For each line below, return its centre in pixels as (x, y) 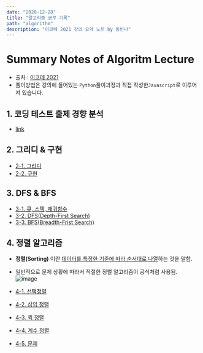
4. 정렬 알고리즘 (34, 243)
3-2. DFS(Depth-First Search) (52, 215)
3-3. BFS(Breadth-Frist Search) (55, 222)
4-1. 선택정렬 (31, 292)
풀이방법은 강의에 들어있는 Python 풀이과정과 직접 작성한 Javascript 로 (98, 85)
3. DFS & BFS (31, 193)
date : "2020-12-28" (31, 12)
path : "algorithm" (30, 23)
